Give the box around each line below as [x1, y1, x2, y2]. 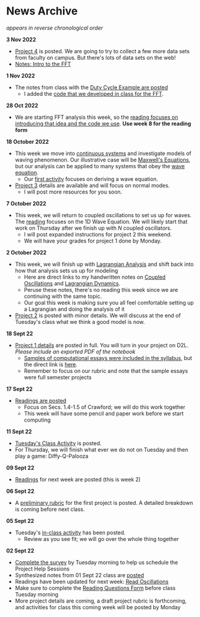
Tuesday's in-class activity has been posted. [14, 529, 126, 536]
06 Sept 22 [6, 487, 35, 495]
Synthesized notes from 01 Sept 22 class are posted [14, 571, 144, 578]
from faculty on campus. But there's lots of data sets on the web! [14, 54, 176, 61]
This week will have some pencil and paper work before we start [23, 410, 184, 417]
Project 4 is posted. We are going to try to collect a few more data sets [14, 47, 190, 55]
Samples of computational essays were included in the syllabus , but [23, 354, 192, 361]
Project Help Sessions [14, 565, 70, 572]
